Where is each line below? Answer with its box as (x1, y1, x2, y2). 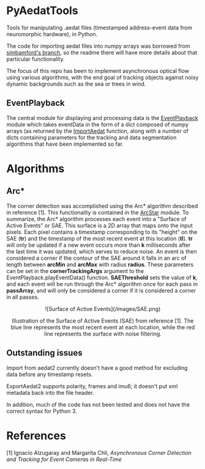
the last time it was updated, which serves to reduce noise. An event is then (6, 247, 197, 255)
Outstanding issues (6, 348, 83, 358)
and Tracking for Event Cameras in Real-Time (6, 456, 122, 463)
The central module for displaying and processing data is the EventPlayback (6, 114, 198, 121)
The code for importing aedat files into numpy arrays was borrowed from (6, 42, 191, 50)
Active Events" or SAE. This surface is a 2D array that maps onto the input (6, 222, 193, 229)
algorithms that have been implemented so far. (6, 140, 124, 148)
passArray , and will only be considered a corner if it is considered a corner (6, 287, 196, 294)
